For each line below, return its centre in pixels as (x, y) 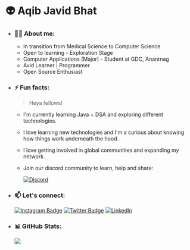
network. (34, 156)
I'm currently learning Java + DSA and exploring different (93, 114)
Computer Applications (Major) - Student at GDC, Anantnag (96, 59)
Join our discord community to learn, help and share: (88, 168)
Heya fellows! (46, 103)
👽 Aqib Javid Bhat (52, 11)
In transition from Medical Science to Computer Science (92, 46)
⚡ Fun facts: (32, 87)
